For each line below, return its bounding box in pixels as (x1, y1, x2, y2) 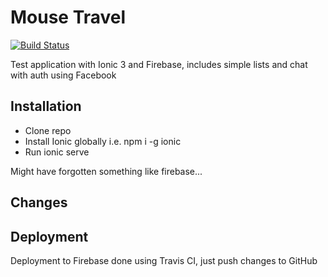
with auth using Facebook (10, 69, 117, 81)
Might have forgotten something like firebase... (10, 165, 203, 177)
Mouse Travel (10, 6, 127, 29)
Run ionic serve (24, 146, 90, 158)
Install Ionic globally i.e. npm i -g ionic (24, 135, 182, 147)
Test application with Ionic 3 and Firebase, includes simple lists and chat (10, 58, 308, 70)
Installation (10, 98, 82, 115)
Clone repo (24, 124, 72, 136)
